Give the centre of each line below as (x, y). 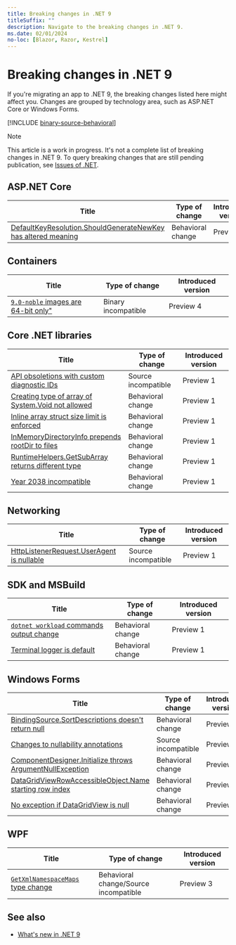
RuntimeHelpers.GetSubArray (60, 456)
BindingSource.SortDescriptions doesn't (77, 719)
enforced (26, 425)
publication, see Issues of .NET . (53, 165)
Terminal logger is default (53, 650)
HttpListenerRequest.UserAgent (64, 551)
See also (26, 917)
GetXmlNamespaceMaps (45, 879)
